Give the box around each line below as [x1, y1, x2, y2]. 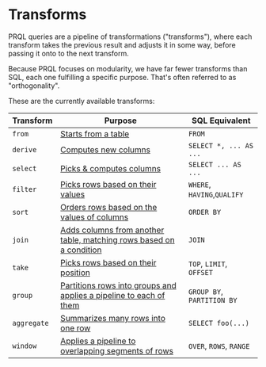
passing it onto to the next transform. [8, 48, 129, 58]
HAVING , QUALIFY [188, 189, 244, 200]
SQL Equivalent [191, 115, 251, 126]
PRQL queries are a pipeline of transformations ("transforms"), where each [8, 32, 253, 41]
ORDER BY [188, 208, 222, 216]
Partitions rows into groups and [60, 280, 177, 291]
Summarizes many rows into [60, 312, 166, 323]
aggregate [12, 319, 49, 327]
